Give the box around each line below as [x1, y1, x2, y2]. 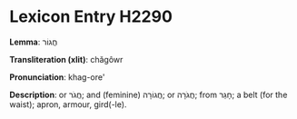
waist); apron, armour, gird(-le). [9, 98, 127, 110]
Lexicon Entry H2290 [9, 6, 173, 27]
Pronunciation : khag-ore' [9, 71, 105, 83]
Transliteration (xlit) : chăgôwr [9, 54, 124, 64]
